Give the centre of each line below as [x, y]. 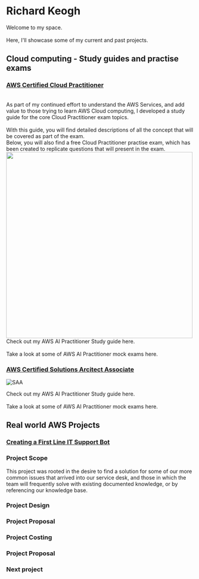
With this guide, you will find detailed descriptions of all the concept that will [100, 130]
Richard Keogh [43, 11]
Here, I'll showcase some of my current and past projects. [77, 40]
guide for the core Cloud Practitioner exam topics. [68, 117]
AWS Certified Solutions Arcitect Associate [70, 369]
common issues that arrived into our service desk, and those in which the [96, 477]
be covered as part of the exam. [46, 136]
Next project [24, 569]
